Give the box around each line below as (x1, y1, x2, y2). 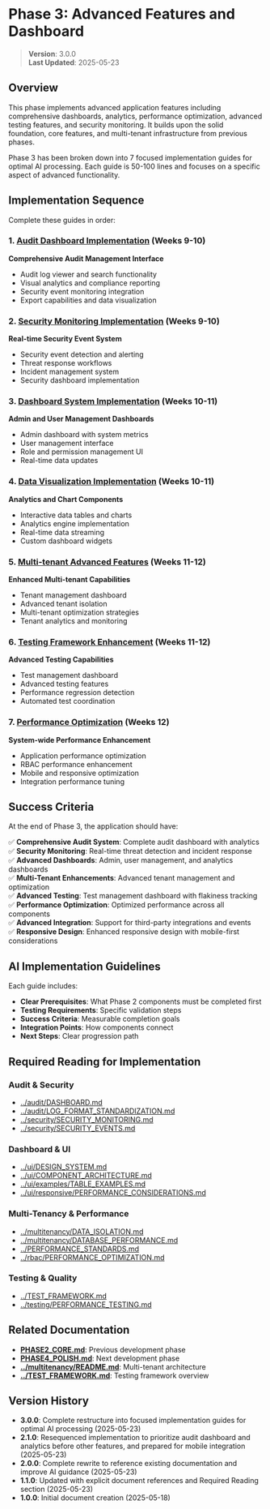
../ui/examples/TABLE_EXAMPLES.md (19, 1179, 146, 1189)
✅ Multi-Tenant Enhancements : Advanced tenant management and (8, 873, 235, 883)
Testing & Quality (8, 1272, 78, 1284)
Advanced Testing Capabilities (8, 654, 115, 665)
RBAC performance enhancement (19, 759, 133, 769)
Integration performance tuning (19, 776, 125, 787)
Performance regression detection (19, 688, 135, 697)
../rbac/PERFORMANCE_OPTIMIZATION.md (19, 1252, 165, 1262)
